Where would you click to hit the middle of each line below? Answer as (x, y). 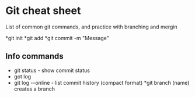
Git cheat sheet (43, 11)
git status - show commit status (52, 70)
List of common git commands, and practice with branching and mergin (91, 27)
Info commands (34, 56)
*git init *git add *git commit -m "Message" (57, 38)
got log (22, 76)
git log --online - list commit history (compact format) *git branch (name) (102, 82)
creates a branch (34, 89)
